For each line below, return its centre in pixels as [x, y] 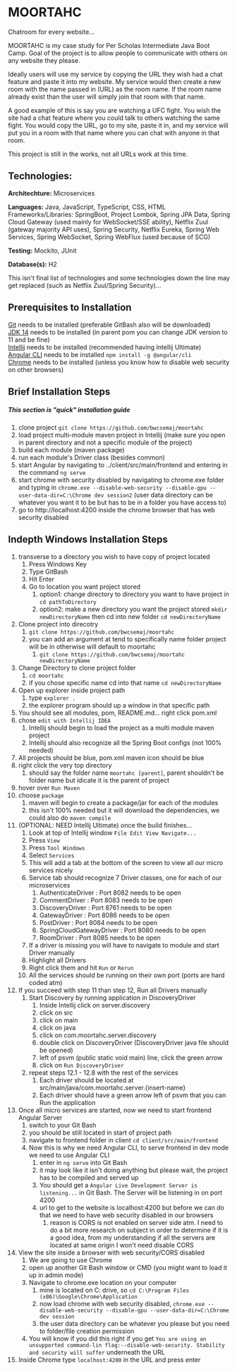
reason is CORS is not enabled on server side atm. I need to [136, 1222]
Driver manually [51, 953]
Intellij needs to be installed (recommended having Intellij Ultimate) [105, 347]
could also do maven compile [70, 817]
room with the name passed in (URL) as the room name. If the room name [115, 89]
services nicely [51, 870]
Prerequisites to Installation [70, 308]
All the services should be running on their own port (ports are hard [127, 975]
